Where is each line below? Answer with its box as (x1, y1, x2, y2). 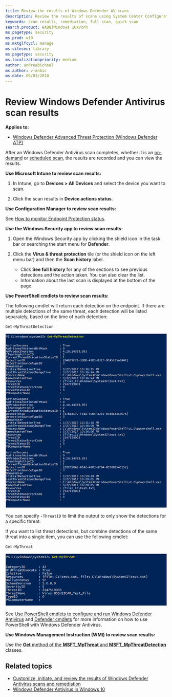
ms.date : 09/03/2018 (5, 74, 50, 79)
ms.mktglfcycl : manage (5, 41, 54, 46)
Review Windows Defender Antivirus (5, 96, 165, 108)
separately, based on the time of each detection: (5, 314, 107, 320)
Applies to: (5, 124, 29, 131)
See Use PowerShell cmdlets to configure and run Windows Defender (5, 611, 152, 617)
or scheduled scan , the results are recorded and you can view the (24, 155, 163, 161)
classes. (5, 647, 23, 653)
